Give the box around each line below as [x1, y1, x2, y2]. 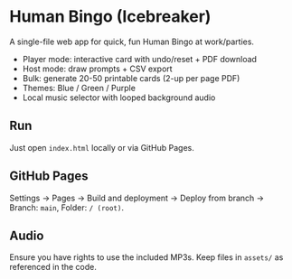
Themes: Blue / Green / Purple [22, 82, 136, 93]
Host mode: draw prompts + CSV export [22, 63, 174, 74]
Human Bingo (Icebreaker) [9, 6, 212, 27]
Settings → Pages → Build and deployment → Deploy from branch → [9, 192, 265, 203]
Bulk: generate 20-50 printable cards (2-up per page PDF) [22, 72, 240, 83]
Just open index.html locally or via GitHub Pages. [9, 142, 194, 153]
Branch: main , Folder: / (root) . [9, 201, 125, 213]
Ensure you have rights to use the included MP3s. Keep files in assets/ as [9, 252, 284, 263]
